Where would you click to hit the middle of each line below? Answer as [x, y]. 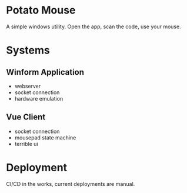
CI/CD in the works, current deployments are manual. [71, 184]
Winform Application [45, 72]
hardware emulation [39, 98]
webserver [28, 86]
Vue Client [26, 117]
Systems [28, 50]
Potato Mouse [41, 10]
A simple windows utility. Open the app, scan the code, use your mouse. [93, 26]
